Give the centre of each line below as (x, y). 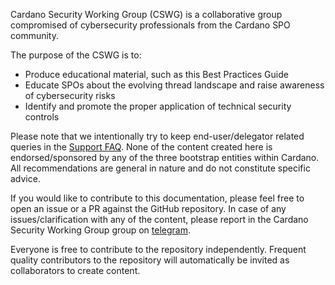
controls (42, 117)
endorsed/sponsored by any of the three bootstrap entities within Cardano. (165, 157)
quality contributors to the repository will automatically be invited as (150, 260)
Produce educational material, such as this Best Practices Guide (156, 74)
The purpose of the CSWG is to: (76, 55)
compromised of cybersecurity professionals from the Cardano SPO (150, 25)
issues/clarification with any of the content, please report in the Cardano (159, 219)
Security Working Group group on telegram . (100, 230)
